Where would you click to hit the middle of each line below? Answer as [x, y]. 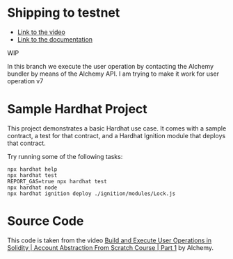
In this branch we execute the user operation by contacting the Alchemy [111, 66]
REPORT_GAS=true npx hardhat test [57, 181]
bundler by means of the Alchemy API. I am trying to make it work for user [113, 74]
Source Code [46, 221]
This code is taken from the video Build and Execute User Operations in [110, 240]
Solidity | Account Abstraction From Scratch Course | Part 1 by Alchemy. [111, 247]
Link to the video [41, 32]
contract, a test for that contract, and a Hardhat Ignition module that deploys [116, 135]
